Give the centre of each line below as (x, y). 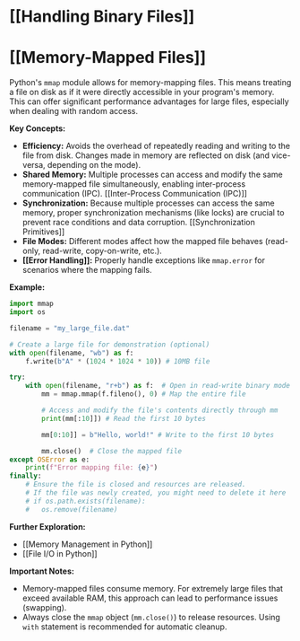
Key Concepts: (37, 128)
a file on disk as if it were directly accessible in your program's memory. (142, 92)
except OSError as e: (50, 460)
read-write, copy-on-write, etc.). (103, 251)
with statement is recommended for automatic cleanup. (124, 627)
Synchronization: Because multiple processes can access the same (148, 203)
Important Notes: (42, 571)
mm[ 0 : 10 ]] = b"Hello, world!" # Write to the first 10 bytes (158, 435)
